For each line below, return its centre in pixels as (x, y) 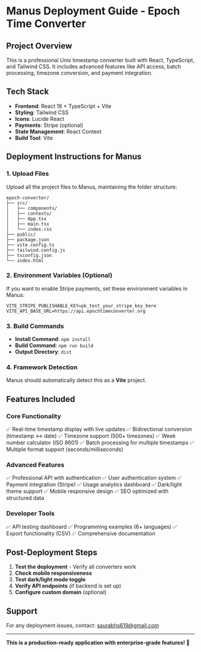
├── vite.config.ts (31, 245)
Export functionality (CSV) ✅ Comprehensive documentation (81, 533)
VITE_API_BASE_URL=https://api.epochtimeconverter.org (76, 311)
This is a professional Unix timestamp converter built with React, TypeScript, (100, 60)
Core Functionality (34, 416)
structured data (25, 498)
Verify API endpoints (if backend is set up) (68, 586)
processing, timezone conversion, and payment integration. (80, 73)
